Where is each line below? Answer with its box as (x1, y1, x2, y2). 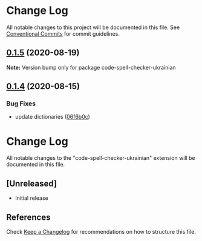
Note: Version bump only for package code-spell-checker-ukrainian (6, 64, 177, 71)
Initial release (15, 194, 48, 202)
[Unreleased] (6, 178, 57, 188)
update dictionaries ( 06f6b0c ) (15, 113, 91, 120)
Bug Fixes (6, 99, 36, 108)
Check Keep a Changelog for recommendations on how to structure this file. (6, 228, 197, 235)
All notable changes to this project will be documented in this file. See (6, 24, 180, 31)
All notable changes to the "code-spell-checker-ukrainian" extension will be (6, 154, 195, 162)
